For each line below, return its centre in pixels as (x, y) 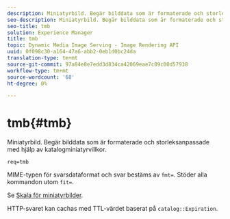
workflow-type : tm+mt (38, 70)
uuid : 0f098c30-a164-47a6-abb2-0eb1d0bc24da (72, 52)
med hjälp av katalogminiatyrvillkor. (57, 150)
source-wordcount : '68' (41, 77)
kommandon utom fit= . (40, 182)
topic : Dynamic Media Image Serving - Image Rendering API (93, 45)
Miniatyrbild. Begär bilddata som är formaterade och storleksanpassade (108, 142)
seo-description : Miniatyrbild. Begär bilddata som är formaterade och (111, 20)
